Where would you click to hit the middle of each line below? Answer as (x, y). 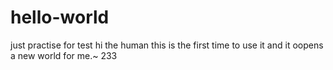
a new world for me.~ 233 (64, 55)
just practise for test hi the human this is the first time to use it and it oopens (167, 45)
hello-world (60, 17)
